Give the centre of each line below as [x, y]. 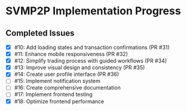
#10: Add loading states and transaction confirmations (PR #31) [92, 47]
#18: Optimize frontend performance [59, 101]
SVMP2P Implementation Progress [93, 11]
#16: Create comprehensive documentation [67, 88]
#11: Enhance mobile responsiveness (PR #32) [71, 54]
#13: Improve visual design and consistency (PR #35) [79, 67]
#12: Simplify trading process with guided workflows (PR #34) [91, 61]
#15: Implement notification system [57, 81]
